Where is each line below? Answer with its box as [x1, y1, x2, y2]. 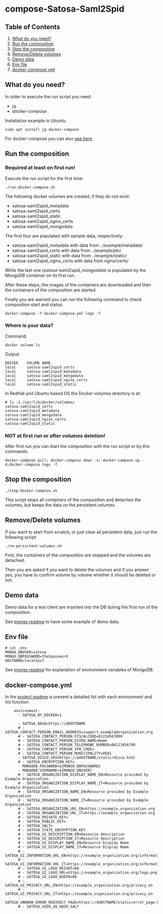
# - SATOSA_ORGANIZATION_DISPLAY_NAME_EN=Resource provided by [17, 772, 149, 777]
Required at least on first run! [5, 164, 76, 171]
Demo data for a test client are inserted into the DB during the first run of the [5, 604, 158, 610]
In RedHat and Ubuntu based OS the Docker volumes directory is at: [5, 390, 141, 396]
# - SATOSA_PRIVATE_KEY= [17, 815, 68, 820]
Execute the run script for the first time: [5, 175, 84, 181]
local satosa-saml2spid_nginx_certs [5, 377, 88, 382]
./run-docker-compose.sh [5, 185, 55, 190]
